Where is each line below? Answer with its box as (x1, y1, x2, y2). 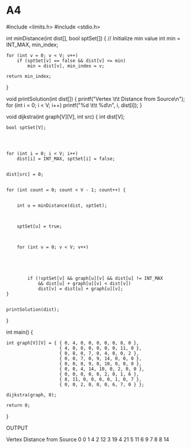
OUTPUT (6, 424, 28, 431)
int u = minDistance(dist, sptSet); (17, 203, 108, 209)
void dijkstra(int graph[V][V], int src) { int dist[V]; (6, 113, 125, 120)
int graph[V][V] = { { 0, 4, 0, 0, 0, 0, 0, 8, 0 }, (6, 340, 139, 346)
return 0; (6, 402, 31, 408)
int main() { (6, 328, 34, 336)
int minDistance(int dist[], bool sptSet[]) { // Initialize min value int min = (6, 34, 181, 42)
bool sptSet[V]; (6, 124, 46, 131)
